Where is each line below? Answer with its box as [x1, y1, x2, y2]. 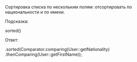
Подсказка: [5, 19, 29, 24]
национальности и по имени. [5, 9, 65, 15]
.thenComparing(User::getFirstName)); [5, 51, 82, 57]
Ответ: [5, 37, 19, 43]
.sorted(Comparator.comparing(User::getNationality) [5, 47, 110, 52]
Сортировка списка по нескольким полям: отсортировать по [5, 4, 132, 10]
